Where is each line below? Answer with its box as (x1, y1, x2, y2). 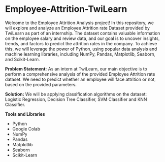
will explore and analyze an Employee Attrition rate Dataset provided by (5, 25, 150, 31)
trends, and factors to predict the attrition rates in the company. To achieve (5, 40, 157, 46)
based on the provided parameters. (5, 81, 77, 87)
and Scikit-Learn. (5, 56, 40, 62)
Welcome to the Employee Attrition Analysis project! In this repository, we (5, 20, 154, 26)
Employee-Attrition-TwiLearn (5, 3, 127, 15)
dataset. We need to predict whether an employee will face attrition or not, (5, 76, 156, 82)
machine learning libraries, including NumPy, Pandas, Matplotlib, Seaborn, (5, 51, 156, 57)
